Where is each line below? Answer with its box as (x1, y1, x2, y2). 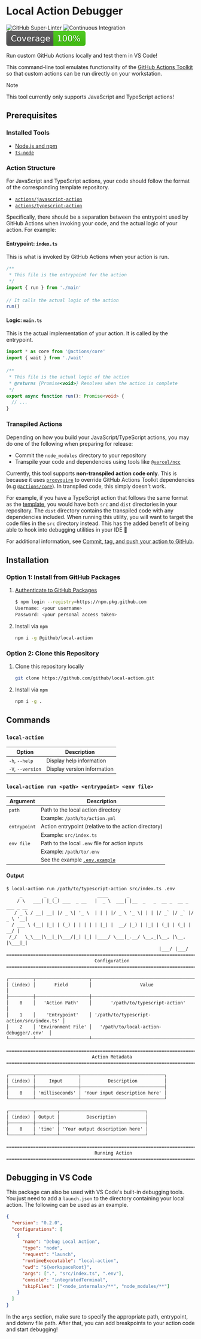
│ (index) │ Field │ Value (6, 982, 154, 988)
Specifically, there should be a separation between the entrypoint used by (6, 213, 188, 220)
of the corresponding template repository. (6, 183, 109, 190)
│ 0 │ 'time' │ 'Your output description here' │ (6, 1126, 148, 1132)
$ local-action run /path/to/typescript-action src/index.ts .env (6, 886, 175, 892)
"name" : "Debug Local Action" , (22, 1239, 100, 1245)
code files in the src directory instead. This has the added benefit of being (6, 520, 190, 527)
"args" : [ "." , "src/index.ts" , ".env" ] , (22, 1271, 124, 1277)
